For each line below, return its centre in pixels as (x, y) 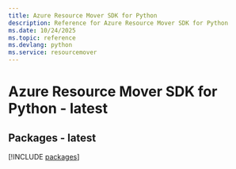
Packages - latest (52, 138)
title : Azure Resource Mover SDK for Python (83, 15)
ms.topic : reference (42, 38)
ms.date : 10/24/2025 (42, 30)
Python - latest (58, 109)
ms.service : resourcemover (53, 52)
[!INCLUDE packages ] (44, 157)
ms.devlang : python (40, 45)
